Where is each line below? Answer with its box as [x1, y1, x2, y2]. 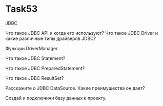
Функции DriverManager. [5, 45, 59, 51]
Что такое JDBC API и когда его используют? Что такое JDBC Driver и [5, 30, 158, 36]
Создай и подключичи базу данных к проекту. [5, 95, 107, 101]
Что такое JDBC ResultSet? [5, 75, 64, 81]
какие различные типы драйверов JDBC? [5, 35, 96, 41]
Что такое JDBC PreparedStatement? [5, 65, 85, 71]
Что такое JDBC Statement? [5, 55, 66, 61]
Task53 [5, 3, 38, 15]
